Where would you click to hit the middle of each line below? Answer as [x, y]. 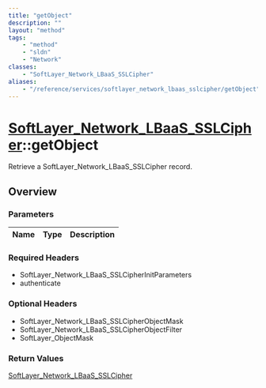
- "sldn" [37, 52]
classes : [23, 67]
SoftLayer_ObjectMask [56, 337]
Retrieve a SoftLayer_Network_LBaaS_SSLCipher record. [100, 167]
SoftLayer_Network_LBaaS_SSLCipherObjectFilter [101, 330]
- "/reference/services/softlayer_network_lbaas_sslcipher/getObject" [141, 89]
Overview [33, 192]
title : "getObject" [40, 15]
